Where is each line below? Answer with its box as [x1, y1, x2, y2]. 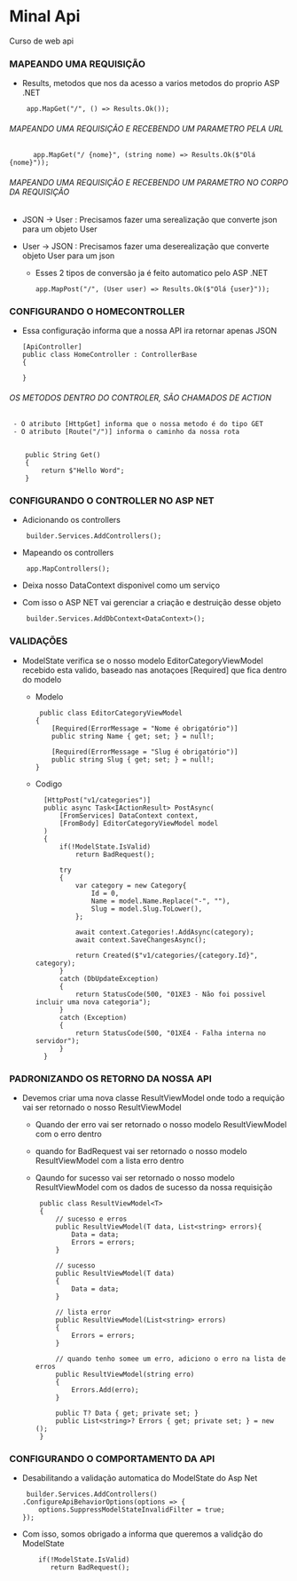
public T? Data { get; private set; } [55, 1409, 199, 1418]
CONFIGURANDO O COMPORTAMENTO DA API [9, 1452, 215, 1465]
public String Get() [25, 451, 101, 460]
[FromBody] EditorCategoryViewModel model [59, 818, 219, 827]
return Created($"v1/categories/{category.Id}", [74, 951, 259, 960]
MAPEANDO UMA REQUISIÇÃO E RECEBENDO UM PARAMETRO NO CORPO [9, 178, 289, 188]
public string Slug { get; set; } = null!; [51, 755, 215, 764]
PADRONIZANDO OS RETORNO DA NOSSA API [9, 1072, 213, 1085]
